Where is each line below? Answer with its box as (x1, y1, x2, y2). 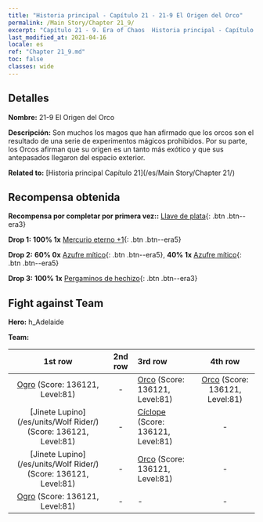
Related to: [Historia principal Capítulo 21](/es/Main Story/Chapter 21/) (8, 168, 235, 177)
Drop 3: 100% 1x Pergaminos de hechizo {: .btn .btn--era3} (8, 274, 198, 283)
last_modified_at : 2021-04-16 (8, 33, 107, 42)
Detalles (8, 92, 49, 105)
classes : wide (8, 63, 55, 71)
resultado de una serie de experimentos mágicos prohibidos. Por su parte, (8, 136, 248, 145)
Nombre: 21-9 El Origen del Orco (8, 112, 115, 122)
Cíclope (137, 407, 166, 418)
